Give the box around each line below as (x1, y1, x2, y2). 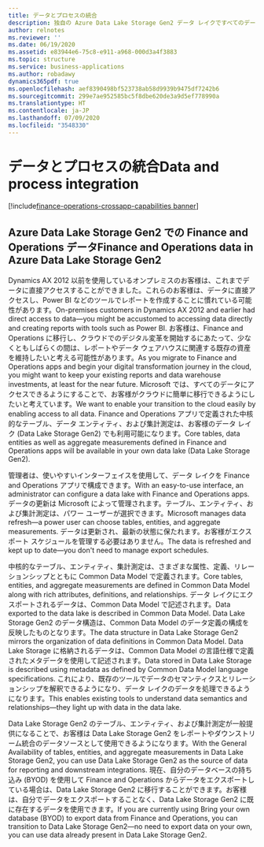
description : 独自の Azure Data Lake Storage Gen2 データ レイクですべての (8, 19, 244, 27)
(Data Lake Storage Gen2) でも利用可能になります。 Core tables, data (16, 429, 241, 438)
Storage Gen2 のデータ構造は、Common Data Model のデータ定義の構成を (8, 618, 250, 627)
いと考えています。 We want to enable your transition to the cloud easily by (14, 399, 256, 408)
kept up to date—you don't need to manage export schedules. (8, 545, 210, 555)
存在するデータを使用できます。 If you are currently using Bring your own (14, 804, 250, 814)
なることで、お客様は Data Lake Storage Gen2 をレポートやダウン (21, 728, 236, 737)
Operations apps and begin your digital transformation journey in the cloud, (8, 362, 252, 371)
